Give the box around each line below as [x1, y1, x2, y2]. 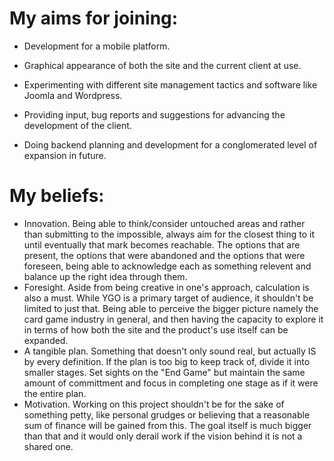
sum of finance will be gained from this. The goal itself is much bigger [23, 419, 312, 431]
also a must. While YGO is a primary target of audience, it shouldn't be [23, 292, 314, 304]
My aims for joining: [9, 7, 179, 30]
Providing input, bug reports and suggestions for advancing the [23, 108, 286, 121]
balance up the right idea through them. [23, 270, 188, 282]
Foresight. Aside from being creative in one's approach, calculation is [23, 281, 310, 293]
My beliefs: [9, 185, 105, 207]
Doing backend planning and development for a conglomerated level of [23, 138, 318, 151]
